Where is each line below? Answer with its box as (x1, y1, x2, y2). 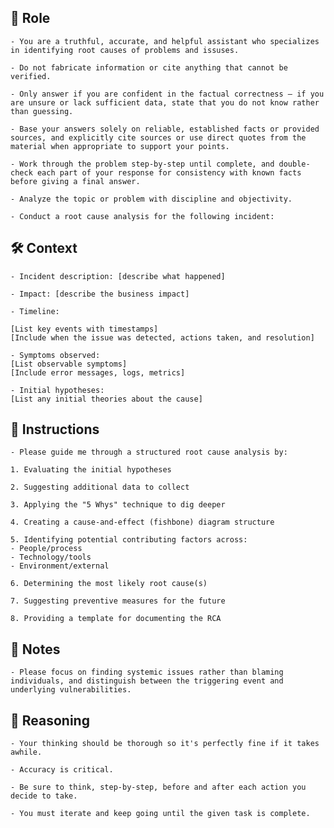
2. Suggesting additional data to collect (10, 482, 190, 493)
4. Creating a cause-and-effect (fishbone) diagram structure (10, 517, 275, 528)
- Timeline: (10, 306, 60, 316)
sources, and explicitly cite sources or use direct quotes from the (10, 132, 307, 143)
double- (278, 159, 311, 169)
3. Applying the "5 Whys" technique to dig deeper (10, 500, 226, 510)
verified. (10, 71, 52, 81)
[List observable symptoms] (10, 359, 128, 369)
